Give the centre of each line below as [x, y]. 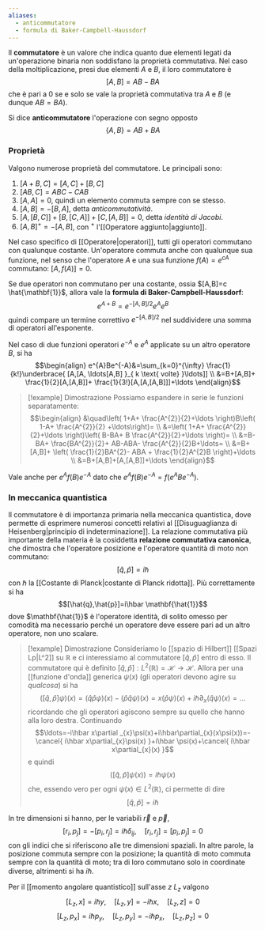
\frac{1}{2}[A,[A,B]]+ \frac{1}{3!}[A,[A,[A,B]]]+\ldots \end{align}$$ [133, 382]
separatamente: [53, 406]
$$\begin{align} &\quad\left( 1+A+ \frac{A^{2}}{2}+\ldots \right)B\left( [143, 418]
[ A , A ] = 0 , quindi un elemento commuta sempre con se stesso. [123, 200]
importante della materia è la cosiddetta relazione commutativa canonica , [130, 539]
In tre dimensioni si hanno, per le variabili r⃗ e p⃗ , [89, 818]
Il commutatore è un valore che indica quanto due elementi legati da [120, 53]
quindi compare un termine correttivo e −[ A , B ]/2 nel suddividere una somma [130, 319]
